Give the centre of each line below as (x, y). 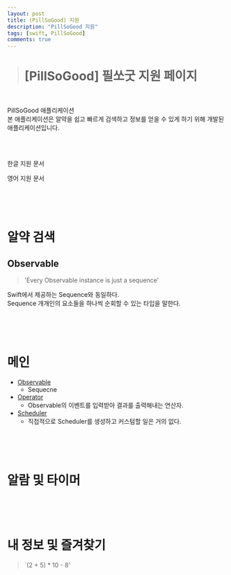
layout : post (26, 14)
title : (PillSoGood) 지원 (43, 20)
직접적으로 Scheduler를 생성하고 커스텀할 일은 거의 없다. (104, 421)
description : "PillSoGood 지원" (53, 26)
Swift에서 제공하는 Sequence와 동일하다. (63, 295)
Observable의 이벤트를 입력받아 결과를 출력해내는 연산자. (106, 405)
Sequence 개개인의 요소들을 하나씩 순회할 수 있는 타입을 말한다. (94, 303)
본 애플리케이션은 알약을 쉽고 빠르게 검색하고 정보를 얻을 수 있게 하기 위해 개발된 (116, 119)
